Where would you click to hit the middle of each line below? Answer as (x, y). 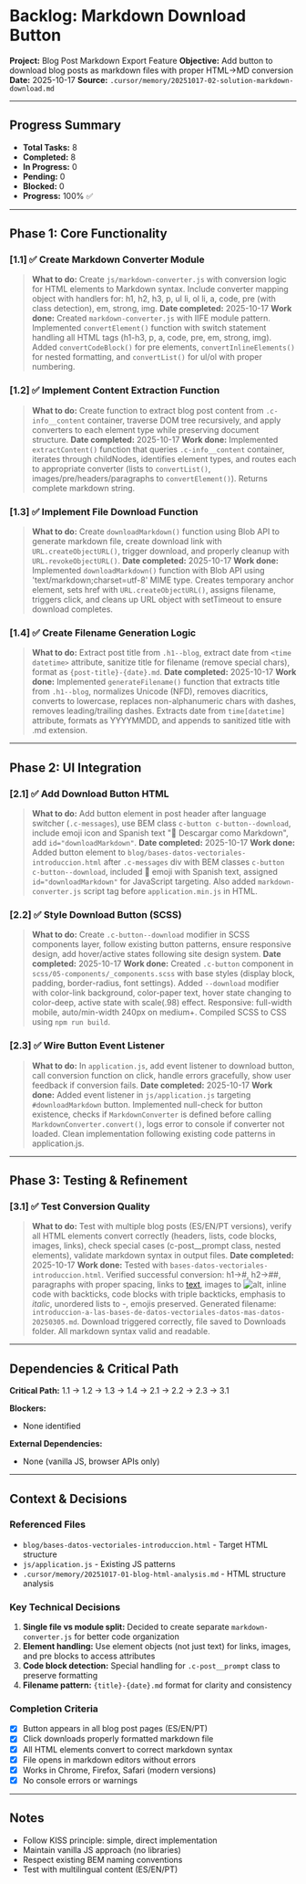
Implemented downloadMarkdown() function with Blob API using (148, 571)
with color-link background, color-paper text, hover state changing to (161, 993)
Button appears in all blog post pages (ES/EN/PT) (115, 1729)
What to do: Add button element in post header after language (149, 814)
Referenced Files (48, 1524)
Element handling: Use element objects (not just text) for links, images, (157, 1647)
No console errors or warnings (80, 1780)
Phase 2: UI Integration (76, 768)
